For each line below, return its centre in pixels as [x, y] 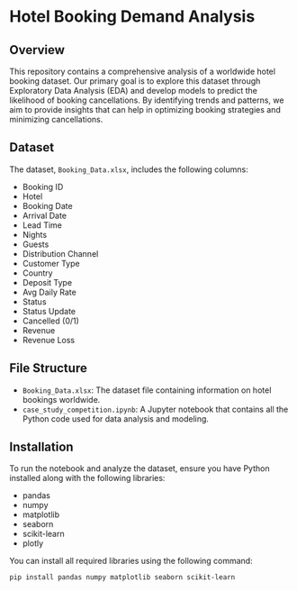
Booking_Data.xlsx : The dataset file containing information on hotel [147, 390]
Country [37, 273]
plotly [33, 543]
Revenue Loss [48, 340]
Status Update [49, 311]
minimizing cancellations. [56, 119]
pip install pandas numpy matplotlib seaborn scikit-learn [122, 577]
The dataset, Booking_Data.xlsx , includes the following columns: [129, 169]
